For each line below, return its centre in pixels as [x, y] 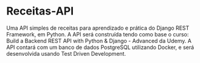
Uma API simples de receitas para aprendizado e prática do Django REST [98, 28]
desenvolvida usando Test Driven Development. [66, 53]
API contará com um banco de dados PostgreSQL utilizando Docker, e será [100, 47]
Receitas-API [40, 11]
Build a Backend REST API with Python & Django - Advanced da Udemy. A [99, 41]
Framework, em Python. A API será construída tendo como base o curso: [98, 34]
